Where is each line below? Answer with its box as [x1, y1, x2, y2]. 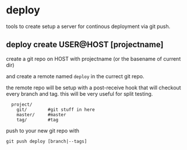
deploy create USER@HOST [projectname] [6, 40, 164, 50]
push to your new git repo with [6, 127, 80, 134]
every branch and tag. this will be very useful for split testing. [6, 90, 153, 97]
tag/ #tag [16, 117, 59, 123]
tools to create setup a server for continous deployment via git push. [6, 23, 171, 30]
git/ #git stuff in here [16, 106, 95, 113]
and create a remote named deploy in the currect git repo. [6, 72, 144, 79]
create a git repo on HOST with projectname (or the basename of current [6, 55, 181, 62]
